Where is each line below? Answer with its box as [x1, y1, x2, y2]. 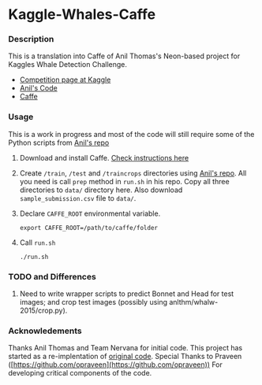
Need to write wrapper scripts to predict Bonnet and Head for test [19, 289, 234, 298]
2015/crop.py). [19, 305, 68, 316]
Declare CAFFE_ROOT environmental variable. [19, 209, 161, 218]
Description [8, 34, 54, 45]
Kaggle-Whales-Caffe [8, 6, 156, 24]
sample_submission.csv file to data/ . [19, 193, 137, 202]
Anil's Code [19, 83, 58, 93]
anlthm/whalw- [169, 298, 219, 307]
